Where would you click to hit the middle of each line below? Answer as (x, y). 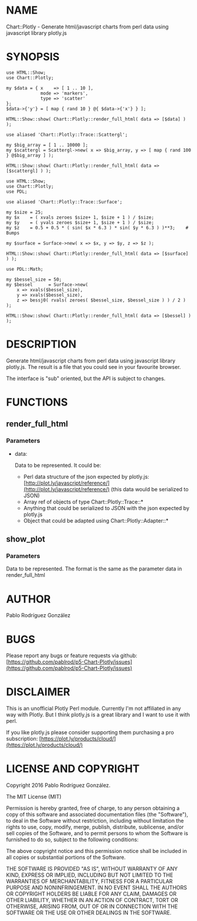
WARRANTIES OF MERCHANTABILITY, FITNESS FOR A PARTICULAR (89, 881)
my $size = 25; (25, 212)
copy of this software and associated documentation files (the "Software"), (97, 815)
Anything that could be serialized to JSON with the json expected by (106, 508)
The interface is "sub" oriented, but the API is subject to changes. (86, 378)
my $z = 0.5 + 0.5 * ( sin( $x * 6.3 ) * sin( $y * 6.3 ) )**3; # (97, 228)
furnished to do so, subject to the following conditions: (72, 839)
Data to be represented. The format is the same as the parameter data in (94, 569)
